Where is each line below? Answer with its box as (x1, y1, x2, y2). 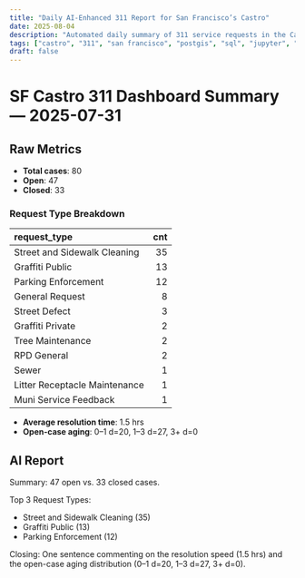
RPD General (14, 349, 69, 362)
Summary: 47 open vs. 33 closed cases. (9, 477, 161, 488)
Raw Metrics (9, 142, 82, 157)
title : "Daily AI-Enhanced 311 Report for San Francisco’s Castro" (9, 13, 271, 23)
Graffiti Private (14, 319, 76, 332)
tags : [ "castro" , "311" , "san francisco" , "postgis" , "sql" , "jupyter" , (9, 38, 290, 48)
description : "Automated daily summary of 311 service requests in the (9, 30, 286, 39)
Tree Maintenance (14, 335, 92, 348)
